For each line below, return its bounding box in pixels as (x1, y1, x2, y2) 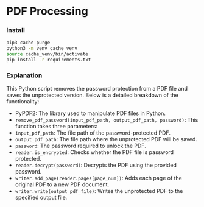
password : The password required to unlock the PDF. (15, 142, 146, 150)
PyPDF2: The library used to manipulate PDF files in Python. (15, 110, 166, 117)
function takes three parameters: (15, 123, 98, 130)
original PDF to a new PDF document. (15, 181, 110, 188)
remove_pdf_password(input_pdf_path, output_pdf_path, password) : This (15, 116, 199, 124)
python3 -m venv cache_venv (6, 46, 78, 52)
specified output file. (15, 194, 68, 202)
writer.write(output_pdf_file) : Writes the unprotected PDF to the (15, 188, 183, 195)
